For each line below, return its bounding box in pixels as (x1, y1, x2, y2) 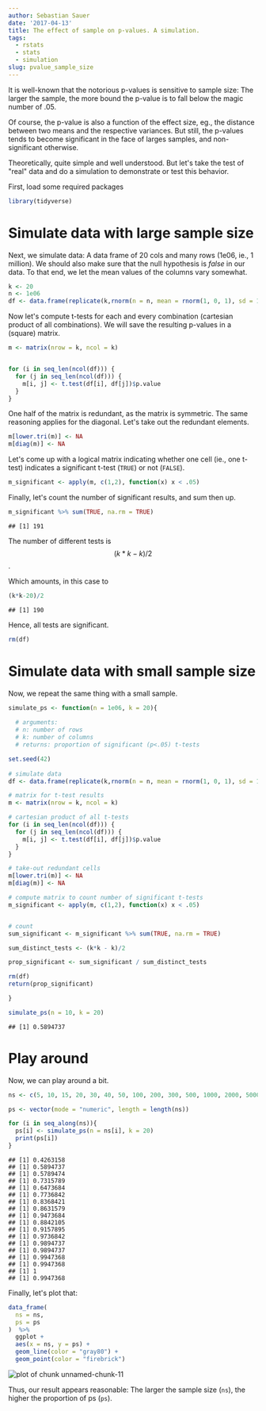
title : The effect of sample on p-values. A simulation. (8, 26, 200, 34)
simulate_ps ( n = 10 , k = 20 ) (8, 1008, 104, 1016)
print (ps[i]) (15, 1135, 59, 1143)
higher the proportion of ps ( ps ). (8, 1393, 112, 1402)
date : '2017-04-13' (8, 19, 73, 27)
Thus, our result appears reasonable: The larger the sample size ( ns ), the (8, 1385, 245, 1394)
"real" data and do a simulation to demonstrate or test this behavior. (8, 166, 230, 175)
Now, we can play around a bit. (8, 1075, 109, 1085)
